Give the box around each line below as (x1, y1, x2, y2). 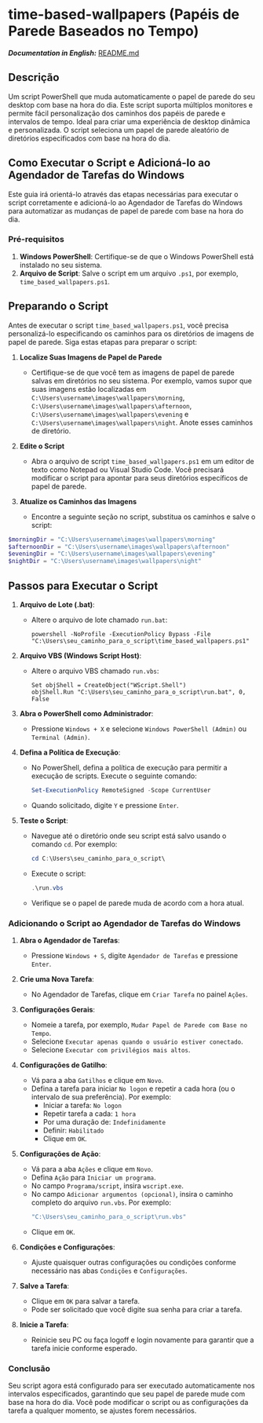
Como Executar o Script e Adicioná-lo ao (8, 156, 210, 170)
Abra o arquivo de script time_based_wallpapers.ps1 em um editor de (31, 456, 254, 466)
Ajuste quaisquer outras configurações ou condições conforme (31, 1257, 237, 1267)
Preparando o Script (8, 300, 108, 313)
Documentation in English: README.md (8, 48, 140, 57)
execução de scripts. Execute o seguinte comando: (31, 771, 198, 781)
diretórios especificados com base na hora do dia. (8, 134, 171, 143)
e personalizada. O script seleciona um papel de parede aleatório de (8, 125, 230, 134)
